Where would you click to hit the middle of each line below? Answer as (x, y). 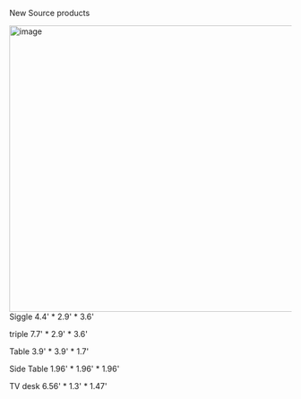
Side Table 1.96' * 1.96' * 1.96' (64, 369)
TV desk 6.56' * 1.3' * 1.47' (58, 386)
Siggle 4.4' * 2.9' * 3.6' (52, 317)
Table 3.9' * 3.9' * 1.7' (49, 351)
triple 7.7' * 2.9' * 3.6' (48, 334)
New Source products (50, 13)
